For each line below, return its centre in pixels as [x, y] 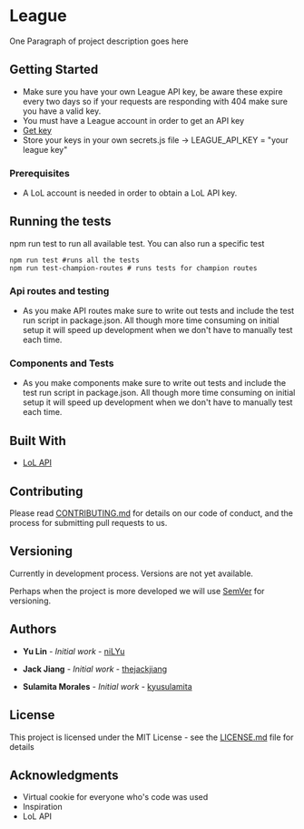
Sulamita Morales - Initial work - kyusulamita [107, 686]
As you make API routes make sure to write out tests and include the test [158, 311]
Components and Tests [62, 363]
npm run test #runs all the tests [75, 260]
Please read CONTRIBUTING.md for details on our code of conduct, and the [151, 513]
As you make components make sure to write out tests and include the [154, 383]
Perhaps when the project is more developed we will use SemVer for [137, 591]
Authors [33, 629]
